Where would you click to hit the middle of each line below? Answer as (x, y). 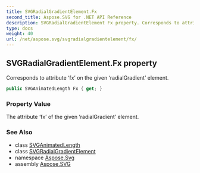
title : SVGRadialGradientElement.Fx (51, 12)
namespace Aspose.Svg (45, 158)
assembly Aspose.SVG (43, 164)
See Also (19, 132)
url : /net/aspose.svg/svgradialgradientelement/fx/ (71, 39)
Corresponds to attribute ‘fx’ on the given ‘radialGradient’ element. (87, 77)
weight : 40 (20, 34)
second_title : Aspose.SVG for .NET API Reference (69, 17)
